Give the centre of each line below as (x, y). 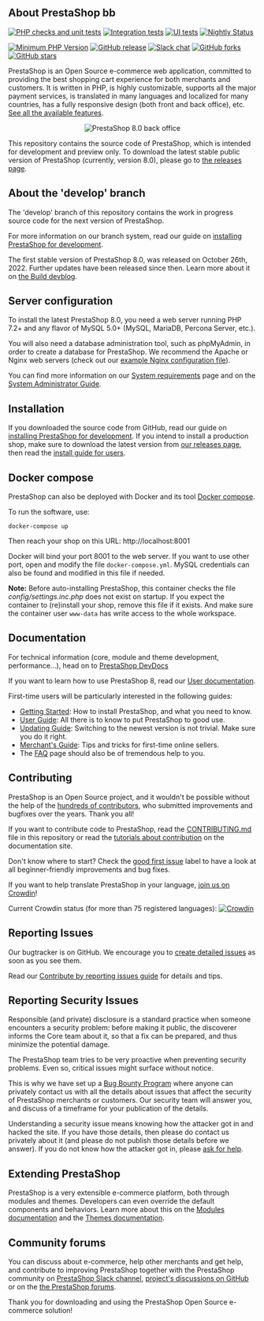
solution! (59, 1310)
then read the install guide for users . (67, 453)
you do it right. (43, 736)
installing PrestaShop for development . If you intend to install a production (128, 436)
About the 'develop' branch (77, 193)
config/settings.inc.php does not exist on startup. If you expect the (116, 597)
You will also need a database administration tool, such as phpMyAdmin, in (129, 344)
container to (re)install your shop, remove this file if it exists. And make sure (131, 605)
